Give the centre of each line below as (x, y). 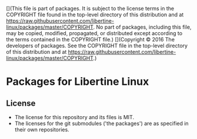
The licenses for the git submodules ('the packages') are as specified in (102, 123)
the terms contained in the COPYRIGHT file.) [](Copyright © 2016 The (91, 39)
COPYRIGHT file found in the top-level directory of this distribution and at (95, 15)
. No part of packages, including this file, (142, 27)
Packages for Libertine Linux (78, 82)
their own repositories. (42, 130)
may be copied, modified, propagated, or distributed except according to (94, 33)
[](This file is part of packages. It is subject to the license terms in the (90, 8)
